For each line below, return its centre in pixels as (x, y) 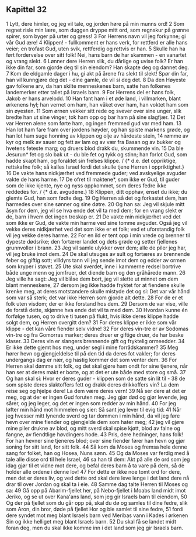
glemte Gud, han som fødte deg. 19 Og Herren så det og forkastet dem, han (97, 198)
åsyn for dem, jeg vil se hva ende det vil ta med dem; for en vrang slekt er (95, 210)
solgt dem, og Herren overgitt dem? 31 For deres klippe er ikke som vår (91, 322)
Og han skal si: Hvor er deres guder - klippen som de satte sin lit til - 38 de (96, 378)
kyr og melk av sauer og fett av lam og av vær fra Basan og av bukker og (93, 142)
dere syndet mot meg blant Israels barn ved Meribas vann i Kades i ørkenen (97, 515)
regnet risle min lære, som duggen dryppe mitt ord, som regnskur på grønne (98, 30)
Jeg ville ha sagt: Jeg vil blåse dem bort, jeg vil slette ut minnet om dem (92, 279)
